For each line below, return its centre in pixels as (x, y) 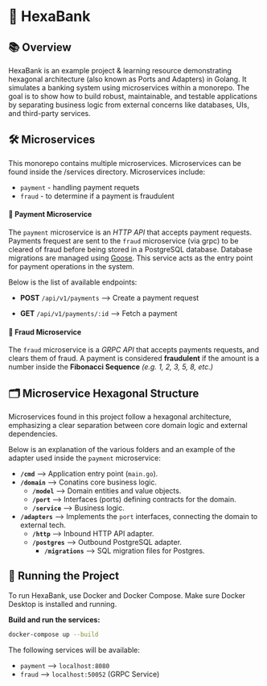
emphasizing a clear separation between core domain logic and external (128, 426)
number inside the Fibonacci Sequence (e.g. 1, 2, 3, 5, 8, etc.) (111, 367)
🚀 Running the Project (64, 576)
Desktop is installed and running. (63, 604)
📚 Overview (40, 47)
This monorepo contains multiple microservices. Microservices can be (125, 163)
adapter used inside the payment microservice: (84, 458)
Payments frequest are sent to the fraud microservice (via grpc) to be (123, 241)
